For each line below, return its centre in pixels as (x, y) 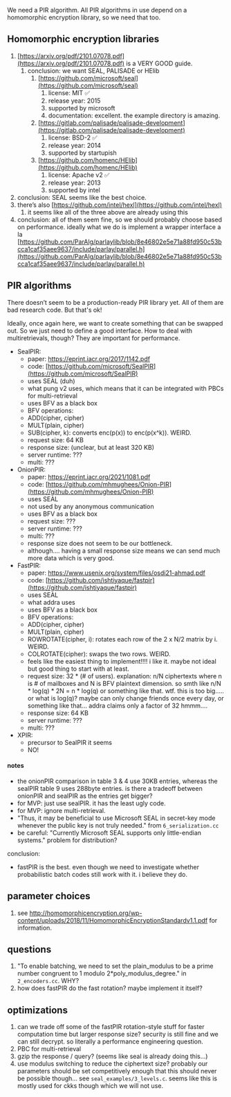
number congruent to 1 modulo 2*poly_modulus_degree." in (102, 973)
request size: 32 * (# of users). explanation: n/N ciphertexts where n (125, 676)
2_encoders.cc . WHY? (48, 981)
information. (34, 928)
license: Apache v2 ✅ (79, 175)
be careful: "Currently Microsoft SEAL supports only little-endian (109, 832)
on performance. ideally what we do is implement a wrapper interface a (119, 227)
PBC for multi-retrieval (49, 1049)
